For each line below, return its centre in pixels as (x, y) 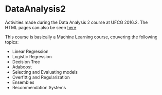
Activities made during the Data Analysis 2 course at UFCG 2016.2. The (77, 22)
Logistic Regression (32, 56)
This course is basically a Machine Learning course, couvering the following (81, 37)
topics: (12, 42)
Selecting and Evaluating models (45, 72)
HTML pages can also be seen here (41, 27)
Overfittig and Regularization (41, 77)
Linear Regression (30, 51)
